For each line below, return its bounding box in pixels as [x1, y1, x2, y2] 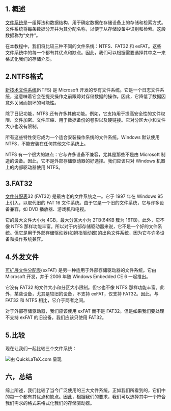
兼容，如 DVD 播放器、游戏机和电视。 [9, 206, 89, 212]
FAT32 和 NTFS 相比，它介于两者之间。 [5, 297, 88, 303]
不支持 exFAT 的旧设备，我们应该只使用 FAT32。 [5, 314, 107, 321]
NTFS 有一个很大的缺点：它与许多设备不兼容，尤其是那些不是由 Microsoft [5, 151, 160, 157]
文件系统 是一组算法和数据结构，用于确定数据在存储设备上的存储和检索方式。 [5, 19, 166, 26]
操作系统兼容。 [14, 236, 46, 242]
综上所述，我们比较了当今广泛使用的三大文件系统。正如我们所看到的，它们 [5, 387, 161, 393]
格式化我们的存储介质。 [5, 56, 54, 62]
